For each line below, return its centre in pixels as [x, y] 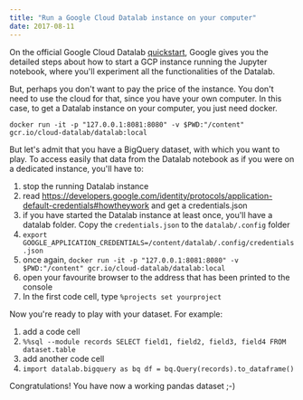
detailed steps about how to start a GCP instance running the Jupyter [138, 62]
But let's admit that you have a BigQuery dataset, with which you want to [145, 149]
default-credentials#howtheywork [85, 205]
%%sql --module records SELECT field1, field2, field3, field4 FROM [154, 342]
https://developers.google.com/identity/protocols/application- [157, 195]
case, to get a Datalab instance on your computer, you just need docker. [143, 108]
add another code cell [63, 358]
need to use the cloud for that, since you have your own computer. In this [146, 98]
